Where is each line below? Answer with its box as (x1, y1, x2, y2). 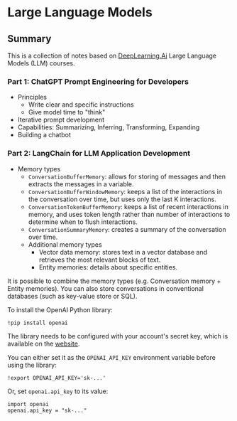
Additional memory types (28, 240, 102, 249)
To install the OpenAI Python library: (7, 305, 113, 314)
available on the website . (7, 339, 80, 348)
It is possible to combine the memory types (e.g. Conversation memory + (7, 277, 221, 285)
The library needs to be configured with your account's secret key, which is (7, 331, 228, 340)
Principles (17, 93, 48, 102)
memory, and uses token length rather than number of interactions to (28, 210, 231, 218)
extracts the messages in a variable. (28, 179, 134, 188)
